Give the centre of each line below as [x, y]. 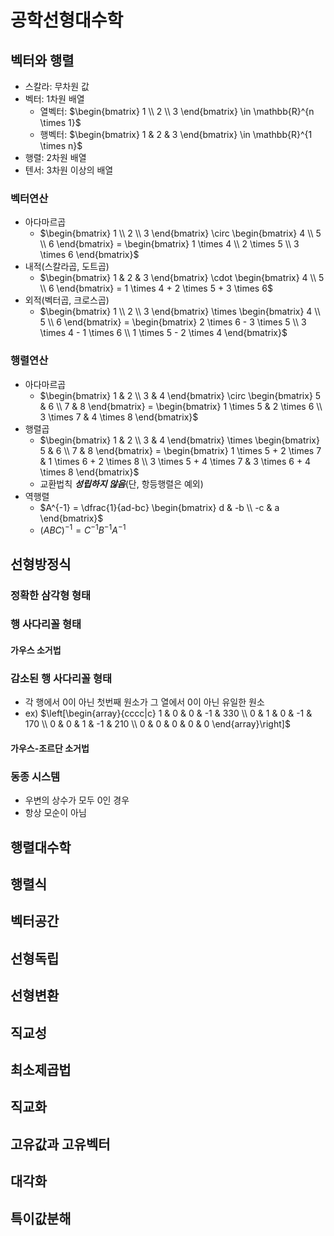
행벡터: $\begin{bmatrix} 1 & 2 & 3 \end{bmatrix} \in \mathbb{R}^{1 [176, 134]
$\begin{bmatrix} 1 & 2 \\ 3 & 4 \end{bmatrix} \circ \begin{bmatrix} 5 [180, 395]
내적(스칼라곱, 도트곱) [67, 267]
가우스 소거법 [36, 650]
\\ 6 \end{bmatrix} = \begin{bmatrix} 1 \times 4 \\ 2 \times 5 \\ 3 [169, 244]
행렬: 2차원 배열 [55, 157]
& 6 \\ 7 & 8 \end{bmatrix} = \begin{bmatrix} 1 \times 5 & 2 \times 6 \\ [181, 406]
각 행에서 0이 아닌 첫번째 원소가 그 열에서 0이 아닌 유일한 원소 [144, 702]
